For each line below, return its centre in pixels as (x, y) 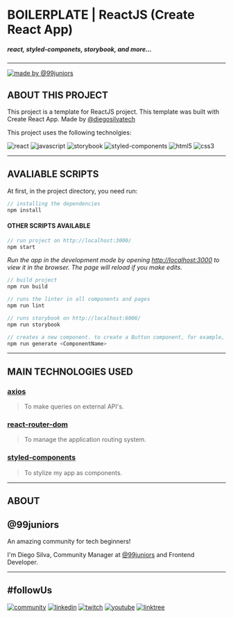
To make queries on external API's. (74, 406)
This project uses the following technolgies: (69, 132)
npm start (21, 247)
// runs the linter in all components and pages (79, 299)
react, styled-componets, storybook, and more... (80, 49)
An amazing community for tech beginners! (69, 541)
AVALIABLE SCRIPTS (53, 174)
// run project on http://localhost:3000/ (69, 240)
